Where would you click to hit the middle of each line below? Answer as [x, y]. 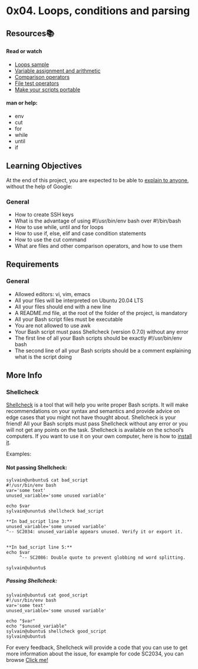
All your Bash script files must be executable [69, 319]
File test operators [37, 83]
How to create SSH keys [44, 215]
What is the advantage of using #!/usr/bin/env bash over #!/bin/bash [98, 221]
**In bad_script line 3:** [39, 521]
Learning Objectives [44, 166]
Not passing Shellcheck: [37, 468]
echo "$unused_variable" [37, 626]
